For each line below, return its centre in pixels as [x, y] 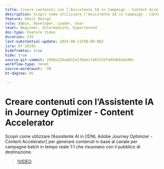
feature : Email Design [28, 19]
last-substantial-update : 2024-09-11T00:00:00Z [54, 42]
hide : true [16, 55]
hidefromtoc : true [24, 50]
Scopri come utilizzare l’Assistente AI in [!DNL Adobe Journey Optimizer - [79, 136]
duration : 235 [20, 37]
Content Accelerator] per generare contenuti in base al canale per [71, 141]
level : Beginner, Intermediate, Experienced [51, 28]
